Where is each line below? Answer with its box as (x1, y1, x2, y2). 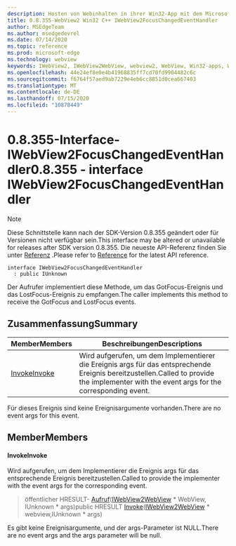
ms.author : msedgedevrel (7, 29, 80, 37)
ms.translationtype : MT (7, 82, 77, 89)
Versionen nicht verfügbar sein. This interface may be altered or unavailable (7, 236, 225, 244)
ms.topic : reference (7, 43, 68, 50)
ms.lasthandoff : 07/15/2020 (7, 95, 90, 102)
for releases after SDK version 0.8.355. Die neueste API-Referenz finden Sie (7, 243, 227, 251)
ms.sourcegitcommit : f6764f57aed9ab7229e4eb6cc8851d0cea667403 (7, 75, 197, 83)
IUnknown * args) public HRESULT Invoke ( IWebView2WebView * (24, 502, 210, 511)
